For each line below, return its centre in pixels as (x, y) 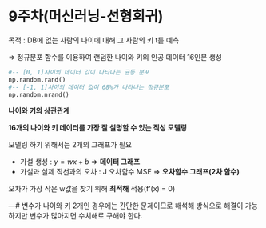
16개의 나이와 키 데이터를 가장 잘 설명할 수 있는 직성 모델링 (98, 128)
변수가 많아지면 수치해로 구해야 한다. (86, 216)
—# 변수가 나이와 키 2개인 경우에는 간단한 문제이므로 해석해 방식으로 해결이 (126, 206)
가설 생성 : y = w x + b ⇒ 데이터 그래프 (80, 162)
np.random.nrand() (39, 94)
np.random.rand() (37, 80)
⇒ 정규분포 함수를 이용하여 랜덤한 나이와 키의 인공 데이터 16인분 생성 (115, 57)
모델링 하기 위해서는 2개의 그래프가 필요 (70, 145)
